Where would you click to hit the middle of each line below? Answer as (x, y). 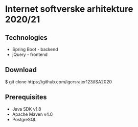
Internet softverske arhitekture (69, 9)
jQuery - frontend (30, 54)
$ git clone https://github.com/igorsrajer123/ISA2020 (58, 81)
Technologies (26, 38)
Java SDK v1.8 (27, 109)
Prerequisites (26, 97)
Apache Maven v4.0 (32, 114)
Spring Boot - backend (35, 49)
